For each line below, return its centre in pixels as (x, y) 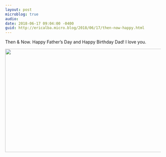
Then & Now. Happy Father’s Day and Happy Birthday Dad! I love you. (76, 42)
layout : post (19, 10)
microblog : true (22, 14)
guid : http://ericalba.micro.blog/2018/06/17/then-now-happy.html (75, 28)
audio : (12, 19)
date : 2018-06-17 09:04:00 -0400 (40, 23)
